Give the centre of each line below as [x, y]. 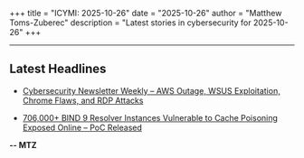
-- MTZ [24, 144]
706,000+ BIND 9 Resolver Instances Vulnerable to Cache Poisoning [150, 117]
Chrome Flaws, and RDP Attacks [83, 100]
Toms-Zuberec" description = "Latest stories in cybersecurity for [130, 23]
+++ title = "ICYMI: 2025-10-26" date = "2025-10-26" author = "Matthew [146, 13]
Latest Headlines [58, 69]
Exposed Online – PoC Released [82, 127]
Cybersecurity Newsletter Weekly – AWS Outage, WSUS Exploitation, [151, 90]
